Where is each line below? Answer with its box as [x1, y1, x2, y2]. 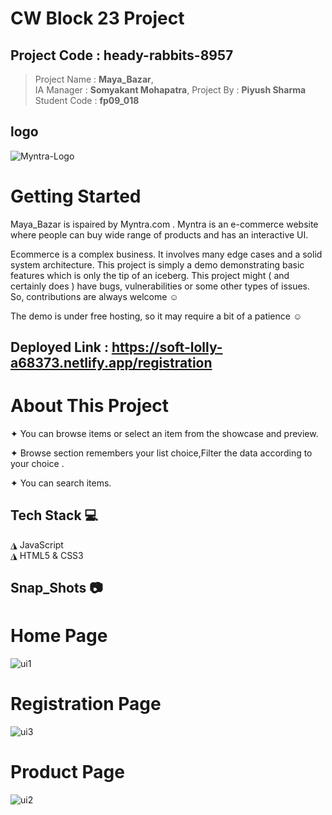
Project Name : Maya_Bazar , [34, 73, 154, 85]
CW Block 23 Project [10, 7, 185, 30]
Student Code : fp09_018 [34, 95, 140, 106]
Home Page [10, 625, 108, 647]
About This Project [10, 395, 170, 417]
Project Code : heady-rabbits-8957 [10, 47, 234, 64]
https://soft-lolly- [111, 339, 223, 356]
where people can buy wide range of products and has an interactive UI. [10, 228, 309, 241]
